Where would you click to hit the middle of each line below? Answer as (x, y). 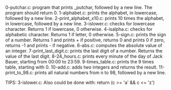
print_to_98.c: (20, 73)
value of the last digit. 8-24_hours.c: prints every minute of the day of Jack (84, 56)
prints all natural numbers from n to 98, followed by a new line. (101, 73)
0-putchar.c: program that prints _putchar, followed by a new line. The (79, 7)
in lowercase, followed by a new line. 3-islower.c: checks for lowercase (80, 24)
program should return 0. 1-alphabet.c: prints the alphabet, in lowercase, (81, 13)
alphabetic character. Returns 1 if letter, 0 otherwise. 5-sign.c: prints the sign (86, 35)
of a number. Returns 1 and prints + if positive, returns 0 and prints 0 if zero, (85, 40)
